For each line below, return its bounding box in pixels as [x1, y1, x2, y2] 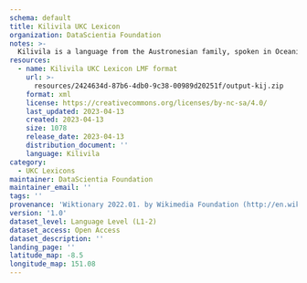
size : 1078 [26, 124, 68, 133]
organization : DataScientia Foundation [9, 30, 162, 39]
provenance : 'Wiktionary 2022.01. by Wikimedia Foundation [9, 200, 239, 210]
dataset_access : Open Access [9, 225, 121, 235]
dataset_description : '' [9, 234, 104, 243]
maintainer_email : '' [9, 183, 92, 193]
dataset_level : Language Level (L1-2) [9, 216, 157, 226]
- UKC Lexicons [17, 166, 76, 175]
